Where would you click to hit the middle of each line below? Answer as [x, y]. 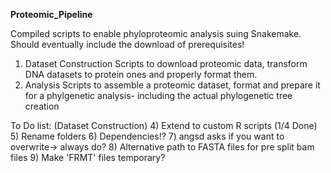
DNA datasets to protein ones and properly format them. [141, 74]
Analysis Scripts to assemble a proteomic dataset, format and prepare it [172, 85]
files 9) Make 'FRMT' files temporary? [88, 157]
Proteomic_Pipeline [51, 14]
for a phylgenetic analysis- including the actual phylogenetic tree [158, 95]
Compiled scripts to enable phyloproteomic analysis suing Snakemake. [156, 33]
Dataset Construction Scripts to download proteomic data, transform [166, 63]
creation [42, 106]
